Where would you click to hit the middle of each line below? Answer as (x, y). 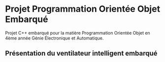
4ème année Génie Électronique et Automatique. (54, 38)
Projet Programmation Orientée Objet (83, 9)
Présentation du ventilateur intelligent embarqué (81, 53)
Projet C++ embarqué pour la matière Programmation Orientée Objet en (78, 33)
